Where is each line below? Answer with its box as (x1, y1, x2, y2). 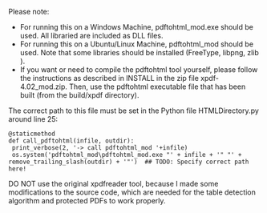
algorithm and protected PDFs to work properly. (8, 196, 166, 205)
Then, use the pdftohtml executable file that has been (69, 82, 246, 91)
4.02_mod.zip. (19, 82, 68, 91)
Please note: (8, 7, 50, 16)
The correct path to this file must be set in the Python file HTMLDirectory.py (8, 106, 259, 115)
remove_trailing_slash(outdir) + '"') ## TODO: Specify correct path (8, 158, 249, 166)
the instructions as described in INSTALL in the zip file (19, 74, 199, 82)
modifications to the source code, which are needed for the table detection (8, 187, 257, 197)
